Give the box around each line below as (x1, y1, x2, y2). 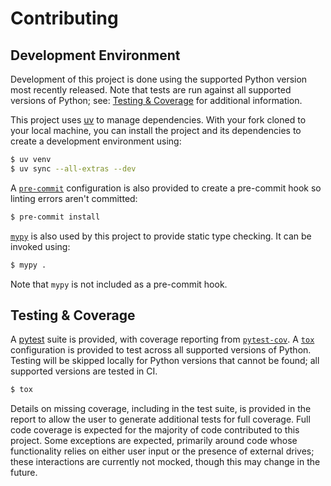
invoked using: (10, 240, 71, 252)
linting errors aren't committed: (10, 192, 138, 204)
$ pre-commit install (10, 212, 101, 222)
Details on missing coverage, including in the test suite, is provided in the (10, 403, 312, 415)
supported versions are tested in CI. (10, 365, 158, 377)
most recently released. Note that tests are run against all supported (10, 84, 292, 96)
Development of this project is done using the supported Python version (10, 73, 308, 85)
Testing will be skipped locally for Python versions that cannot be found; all (10, 355, 320, 367)
